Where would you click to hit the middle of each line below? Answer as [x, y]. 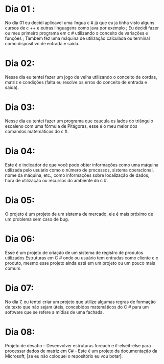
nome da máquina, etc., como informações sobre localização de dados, [77, 175]
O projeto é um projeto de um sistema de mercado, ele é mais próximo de [79, 214]
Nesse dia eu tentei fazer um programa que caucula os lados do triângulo [79, 121]
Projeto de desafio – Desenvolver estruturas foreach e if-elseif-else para [78, 345]
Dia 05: [20, 200]
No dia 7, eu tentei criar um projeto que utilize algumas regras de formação [80, 302]
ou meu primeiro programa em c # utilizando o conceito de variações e [77, 33]
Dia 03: [20, 107]
